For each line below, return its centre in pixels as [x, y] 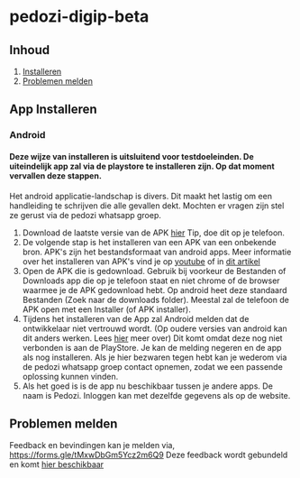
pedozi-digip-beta [79, 17]
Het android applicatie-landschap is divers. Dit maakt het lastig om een [141, 196]
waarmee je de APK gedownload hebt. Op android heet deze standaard [155, 290]
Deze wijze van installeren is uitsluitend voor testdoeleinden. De [132, 156]
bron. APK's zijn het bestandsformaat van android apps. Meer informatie [157, 252]
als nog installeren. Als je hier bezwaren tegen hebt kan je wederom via [155, 357]
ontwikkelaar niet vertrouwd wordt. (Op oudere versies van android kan [155, 328]
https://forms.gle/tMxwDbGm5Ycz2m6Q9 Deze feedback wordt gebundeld [149, 455]
